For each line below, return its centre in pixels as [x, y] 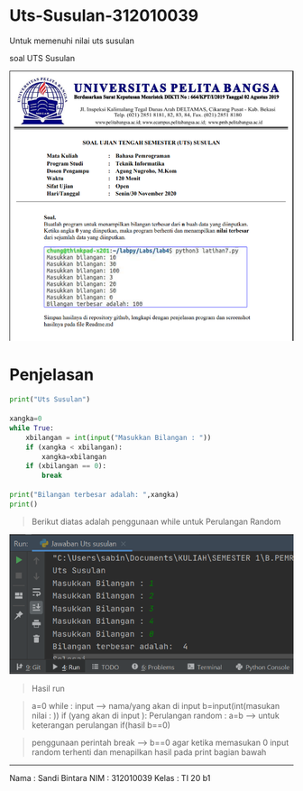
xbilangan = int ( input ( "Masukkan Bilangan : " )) [119, 437]
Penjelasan [52, 374]
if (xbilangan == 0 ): [66, 466]
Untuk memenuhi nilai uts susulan [72, 41]
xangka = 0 [26, 419]
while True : [32, 428]
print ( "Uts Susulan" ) [50, 400]
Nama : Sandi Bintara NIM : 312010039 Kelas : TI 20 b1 [110, 778]
